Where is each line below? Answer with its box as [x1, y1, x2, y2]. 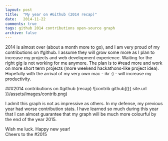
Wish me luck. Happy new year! [5, 126, 71, 132]
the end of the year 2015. [5, 117, 57, 122]
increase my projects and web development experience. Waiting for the [5, 55, 152, 60]
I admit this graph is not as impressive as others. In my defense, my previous [5, 101, 163, 106]
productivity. [5, 76, 31, 82]
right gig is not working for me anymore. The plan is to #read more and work [5, 60, 162, 66]
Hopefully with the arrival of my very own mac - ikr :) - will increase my [5, 71, 151, 76]
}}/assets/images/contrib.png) [5, 91, 67, 97]
